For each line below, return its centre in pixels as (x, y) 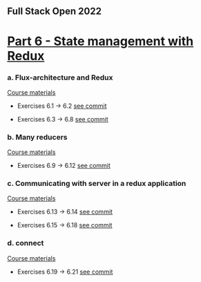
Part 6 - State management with (100, 41)
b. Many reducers (37, 137)
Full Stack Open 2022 (55, 11)
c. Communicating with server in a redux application (97, 184)
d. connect (26, 243)
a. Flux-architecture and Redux (60, 77)
